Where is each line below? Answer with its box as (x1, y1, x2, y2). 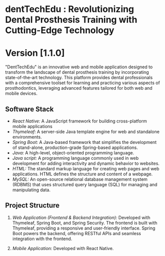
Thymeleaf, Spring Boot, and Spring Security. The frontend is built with (12, 220, 158, 226)
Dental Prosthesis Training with (5, 14, 138, 25)
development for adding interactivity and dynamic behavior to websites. (12, 160, 160, 166)
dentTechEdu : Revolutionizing (5, 3, 134, 15)
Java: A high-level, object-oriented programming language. (12, 149, 134, 155)
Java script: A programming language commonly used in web (12, 155, 139, 161)
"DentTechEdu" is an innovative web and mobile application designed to (5, 64, 153, 70)
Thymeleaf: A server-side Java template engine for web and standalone (12, 128, 160, 134)
